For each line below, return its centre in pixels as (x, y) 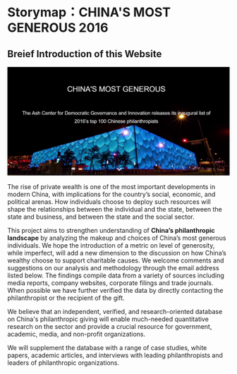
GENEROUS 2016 (58, 28)
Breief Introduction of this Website (85, 54)
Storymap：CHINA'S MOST (89, 12)
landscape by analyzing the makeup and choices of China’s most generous (117, 238)
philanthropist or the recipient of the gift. (66, 298)
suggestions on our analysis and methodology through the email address (114, 267)
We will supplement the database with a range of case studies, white (107, 347)
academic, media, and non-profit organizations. (77, 334)
